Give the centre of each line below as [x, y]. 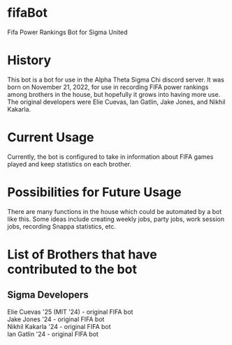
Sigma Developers [48, 295]
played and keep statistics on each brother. [69, 164]
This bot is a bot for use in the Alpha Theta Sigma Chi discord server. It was [116, 79]
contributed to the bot [72, 269]
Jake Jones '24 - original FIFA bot [56, 319]
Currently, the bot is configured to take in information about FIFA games [110, 156]
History [29, 60]
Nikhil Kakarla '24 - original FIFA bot [59, 326]
